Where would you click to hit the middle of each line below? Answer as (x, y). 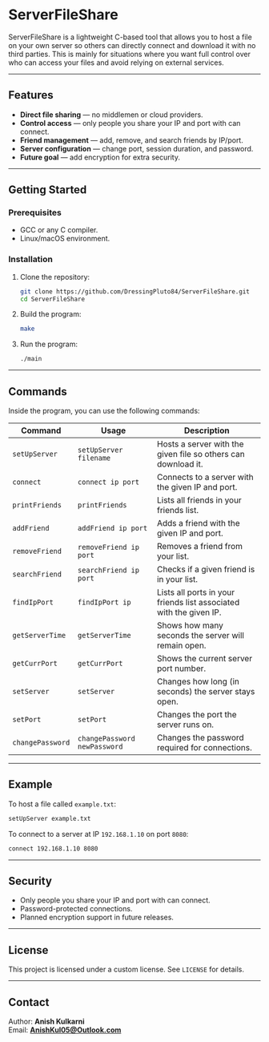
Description (207, 430)
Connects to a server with (205, 477)
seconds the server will (200, 636)
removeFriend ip (108, 547)
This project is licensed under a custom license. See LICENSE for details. (126, 969)
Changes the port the (197, 715)
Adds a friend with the (198, 523)
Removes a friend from (199, 547)
